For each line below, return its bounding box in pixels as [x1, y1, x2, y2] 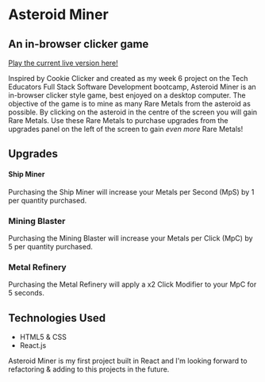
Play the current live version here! [8, 58, 119, 68]
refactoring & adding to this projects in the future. [8, 365, 170, 374]
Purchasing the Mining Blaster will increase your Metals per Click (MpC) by [8, 233, 253, 243]
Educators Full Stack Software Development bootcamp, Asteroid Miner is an [8, 82, 256, 91]
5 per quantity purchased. [8, 241, 93, 251]
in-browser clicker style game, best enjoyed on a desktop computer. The [8, 91, 246, 100]
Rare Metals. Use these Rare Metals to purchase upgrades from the [8, 116, 229, 125]
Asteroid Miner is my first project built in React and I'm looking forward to [8, 356, 248, 365]
